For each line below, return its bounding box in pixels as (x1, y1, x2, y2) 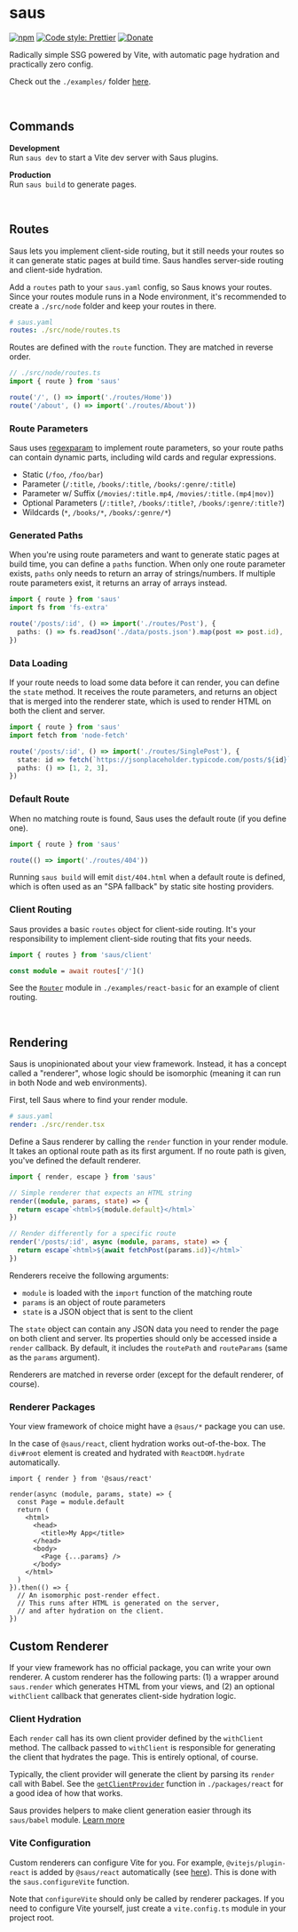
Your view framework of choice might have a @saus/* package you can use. (9, 1421, 286, 1432)
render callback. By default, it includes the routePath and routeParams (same (9, 1342, 288, 1353)
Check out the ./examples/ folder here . (9, 76, 152, 86)
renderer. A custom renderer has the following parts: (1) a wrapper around (9, 1671, 279, 1682)
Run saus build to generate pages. (9, 179, 137, 189)
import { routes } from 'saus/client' (9, 950, 153, 959)
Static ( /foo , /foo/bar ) (21, 470, 104, 480)
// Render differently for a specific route (9, 1229, 176, 1238)
